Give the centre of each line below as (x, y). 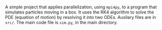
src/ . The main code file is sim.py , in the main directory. (61, 22)
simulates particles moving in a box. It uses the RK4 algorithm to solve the (80, 12)
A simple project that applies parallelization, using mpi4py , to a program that (81, 7)
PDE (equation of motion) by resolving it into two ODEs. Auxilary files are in (81, 17)
